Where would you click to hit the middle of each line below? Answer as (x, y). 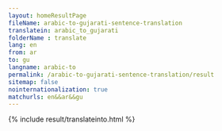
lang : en (23, 45)
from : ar (23, 52)
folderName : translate (48, 38)
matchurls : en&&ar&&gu (46, 97)
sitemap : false (33, 82)
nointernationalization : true (58, 89)
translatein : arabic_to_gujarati (63, 30)
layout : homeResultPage (48, 15)
